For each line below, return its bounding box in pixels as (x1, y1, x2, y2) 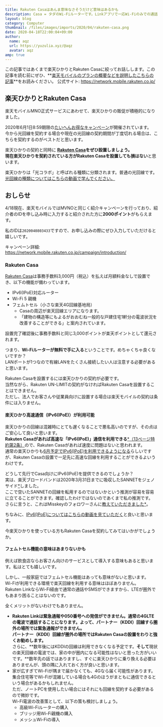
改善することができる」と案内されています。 (19, 320, 108, 326)
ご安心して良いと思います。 (5, 429, 60, 436)
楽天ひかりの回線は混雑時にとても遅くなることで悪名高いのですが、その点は (5, 424, 158, 429)
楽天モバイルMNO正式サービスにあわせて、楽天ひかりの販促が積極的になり (5, 108, 156, 114)
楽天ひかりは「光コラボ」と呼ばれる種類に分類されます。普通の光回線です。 (5, 169, 158, 175)
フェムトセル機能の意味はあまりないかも (5, 546, 86, 552)
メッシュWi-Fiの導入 (19, 716, 60, 722)
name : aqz (9, 39, 29, 44)
